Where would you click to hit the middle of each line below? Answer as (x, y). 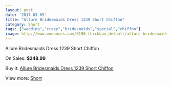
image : (12, 34)
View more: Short (24, 78)
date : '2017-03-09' (26, 15)
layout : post (19, 10)
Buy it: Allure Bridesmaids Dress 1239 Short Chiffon (59, 68)
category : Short (23, 24)
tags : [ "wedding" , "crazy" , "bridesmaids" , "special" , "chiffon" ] (73, 29)
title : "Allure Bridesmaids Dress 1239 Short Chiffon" (65, 19)
